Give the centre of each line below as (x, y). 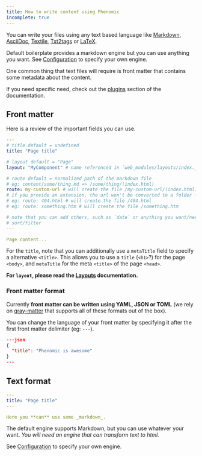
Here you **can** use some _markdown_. (56, 417)
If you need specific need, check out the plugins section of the (84, 89)
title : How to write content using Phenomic (63, 12)
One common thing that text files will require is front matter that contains (96, 71)
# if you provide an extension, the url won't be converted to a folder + (102, 195)
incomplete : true (28, 17)
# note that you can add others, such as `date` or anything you (90, 217)
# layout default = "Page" (40, 162)
